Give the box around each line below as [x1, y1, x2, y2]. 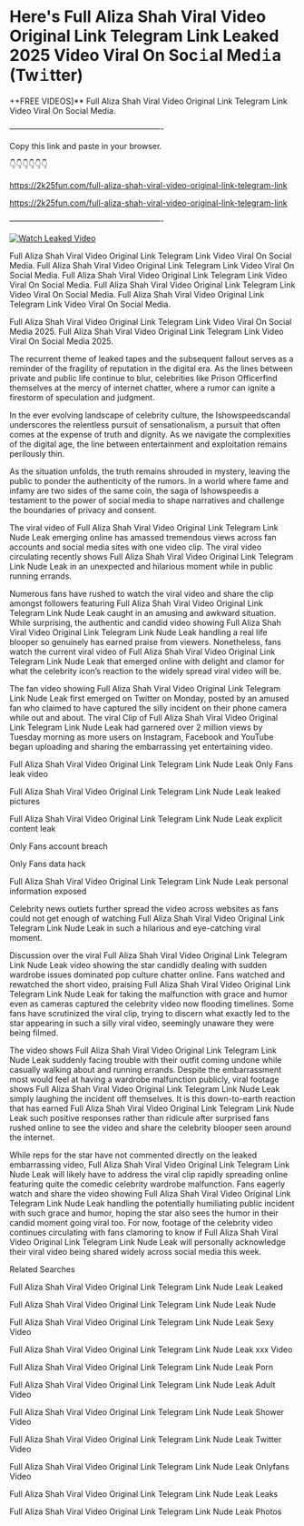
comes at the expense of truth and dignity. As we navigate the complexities [9, 429, 291, 440]
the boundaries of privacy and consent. [9, 504, 157, 515]
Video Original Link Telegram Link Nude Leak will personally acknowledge [9, 1236, 286, 1248]
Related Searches [9, 1263, 75, 1275]
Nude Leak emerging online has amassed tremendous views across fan [9, 531, 277, 542]
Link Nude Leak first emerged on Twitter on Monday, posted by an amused [9, 692, 289, 703]
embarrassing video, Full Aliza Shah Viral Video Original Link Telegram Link [9, 1158, 290, 1170]
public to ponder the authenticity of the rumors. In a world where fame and [9, 475, 289, 486]
